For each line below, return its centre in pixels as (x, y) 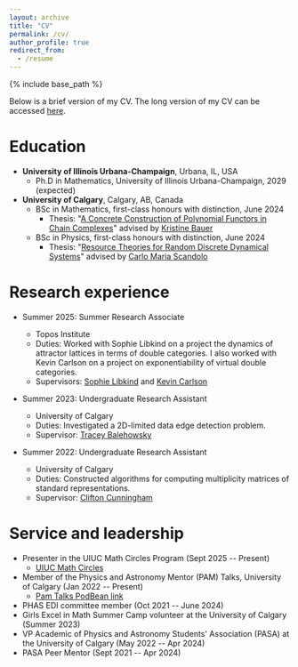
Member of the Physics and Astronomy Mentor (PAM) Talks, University (152, 577)
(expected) (56, 190)
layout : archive (39, 17)
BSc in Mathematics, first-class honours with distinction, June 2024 (160, 209)
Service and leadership (97, 534)
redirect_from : (37, 51)
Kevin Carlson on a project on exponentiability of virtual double (151, 362)
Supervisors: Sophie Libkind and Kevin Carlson (121, 381)
